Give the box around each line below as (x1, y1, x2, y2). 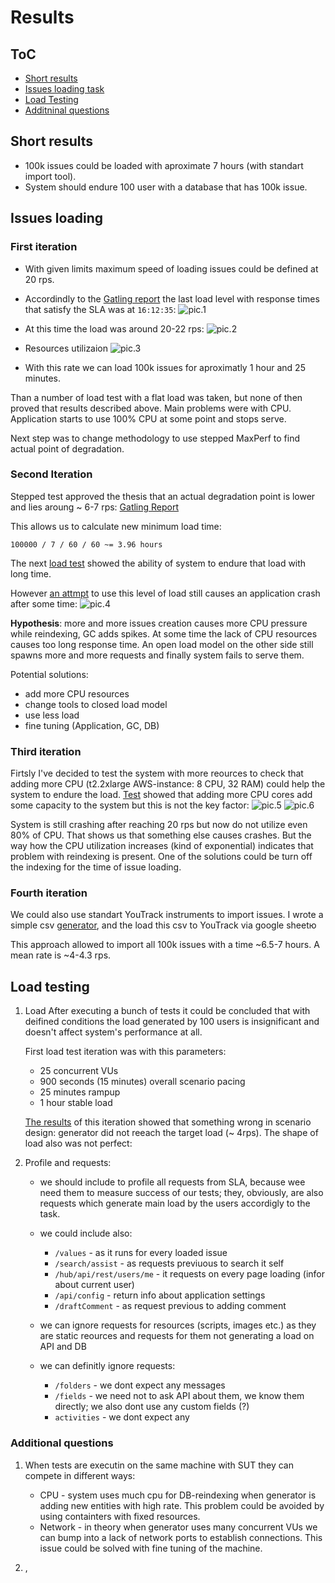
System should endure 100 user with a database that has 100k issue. (24, 181, 308, 193)
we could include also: (39, 1227, 133, 1240)
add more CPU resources (24, 687, 130, 700)
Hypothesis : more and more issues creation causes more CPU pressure (10, 617, 308, 629)
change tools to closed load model (24, 698, 168, 710)
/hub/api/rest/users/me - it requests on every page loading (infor (54, 1268, 326, 1280)
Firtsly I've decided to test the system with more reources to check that (10, 767, 304, 780)
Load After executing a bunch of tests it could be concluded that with (24, 1005, 311, 1017)
